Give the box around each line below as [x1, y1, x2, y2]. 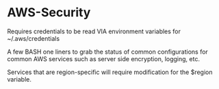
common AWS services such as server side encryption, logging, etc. [7, 54, 201, 63]
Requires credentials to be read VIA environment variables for [7, 27, 181, 35]
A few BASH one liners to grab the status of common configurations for [7, 48, 209, 56]
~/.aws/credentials [7, 34, 60, 42]
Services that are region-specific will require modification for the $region [7, 68, 213, 76]
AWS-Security [7, 5, 91, 20]
